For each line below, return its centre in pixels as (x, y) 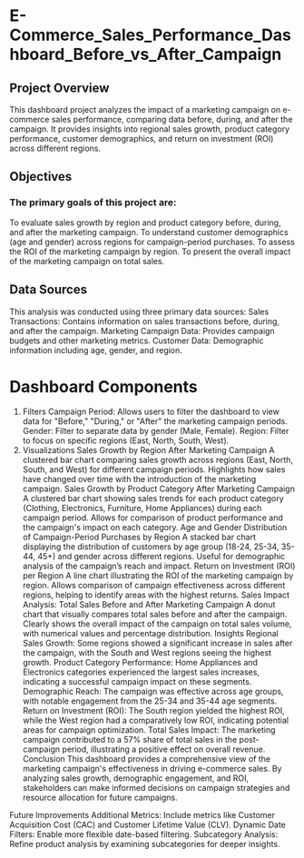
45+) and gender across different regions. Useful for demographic (162, 557)
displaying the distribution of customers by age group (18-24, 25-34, (151, 547)
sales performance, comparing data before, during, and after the (172, 119)
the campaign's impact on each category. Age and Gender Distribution (155, 528)
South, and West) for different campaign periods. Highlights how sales (154, 469)
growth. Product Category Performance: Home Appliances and (140, 663)
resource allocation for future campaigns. (100, 798)
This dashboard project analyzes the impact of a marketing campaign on (145, 109)
